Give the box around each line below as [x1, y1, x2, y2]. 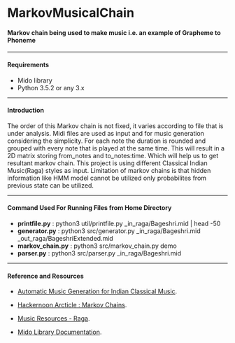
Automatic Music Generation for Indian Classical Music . [17, 287, 178, 295]
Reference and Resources [7, 272, 84, 280]
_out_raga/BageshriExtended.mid [17, 234, 113, 242]
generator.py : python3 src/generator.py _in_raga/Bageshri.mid [17, 227, 201, 235]
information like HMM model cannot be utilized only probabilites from [7, 174, 207, 182]
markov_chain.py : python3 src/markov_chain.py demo [17, 241, 177, 250]
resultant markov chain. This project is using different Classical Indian [7, 159, 208, 167]
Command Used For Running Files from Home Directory [7, 204, 172, 212]
